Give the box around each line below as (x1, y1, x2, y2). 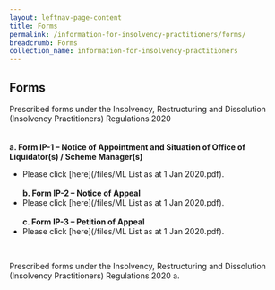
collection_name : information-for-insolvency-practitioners (9, 47, 239, 56)
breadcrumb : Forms (9, 38, 78, 48)
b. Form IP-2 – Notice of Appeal (21, 188, 141, 198)
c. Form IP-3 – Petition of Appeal (21, 216, 145, 227)
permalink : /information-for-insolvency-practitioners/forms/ (9, 30, 246, 39)
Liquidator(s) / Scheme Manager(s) (9, 151, 143, 162)
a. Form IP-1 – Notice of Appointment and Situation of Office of (9, 141, 246, 153)
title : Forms (9, 22, 58, 31)
